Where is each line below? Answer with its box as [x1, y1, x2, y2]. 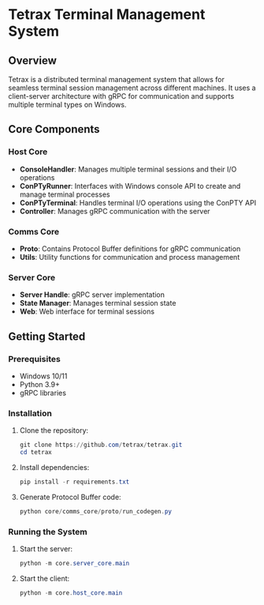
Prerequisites [8, 353, 61, 364]
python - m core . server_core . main [19, 559, 130, 568]
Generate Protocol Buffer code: [19, 492, 121, 502]
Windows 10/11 [19, 371, 68, 381]
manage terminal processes [19, 190, 110, 199]
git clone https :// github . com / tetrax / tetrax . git [19, 441, 183, 449]
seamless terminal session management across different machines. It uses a [8, 83, 256, 92]
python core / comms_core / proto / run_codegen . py [19, 507, 172, 515]
